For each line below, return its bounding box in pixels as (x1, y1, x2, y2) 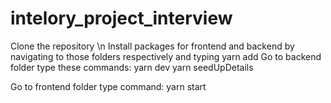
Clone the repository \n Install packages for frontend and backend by (10, 40, 295, 52)
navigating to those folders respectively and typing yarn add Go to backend (10, 50, 322, 62)
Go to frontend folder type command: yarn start (10, 80, 207, 92)
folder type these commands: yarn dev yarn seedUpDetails (10, 61, 254, 73)
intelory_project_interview (10, 7, 233, 30)
